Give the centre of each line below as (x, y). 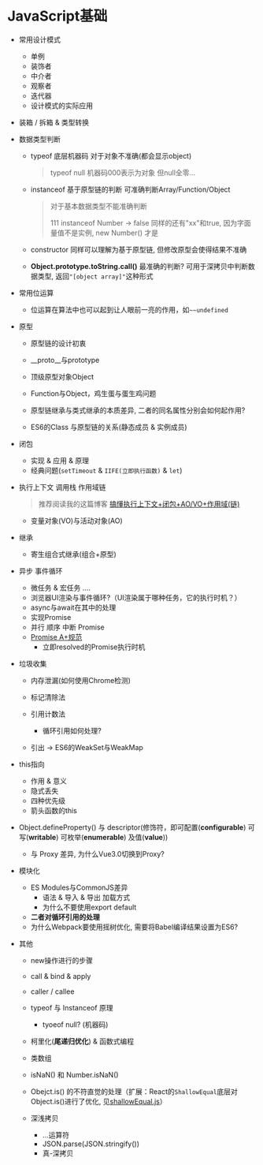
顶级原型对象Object (62, 376)
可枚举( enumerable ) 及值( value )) (114, 837)
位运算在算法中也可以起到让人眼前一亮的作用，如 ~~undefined (130, 309)
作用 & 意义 (49, 781)
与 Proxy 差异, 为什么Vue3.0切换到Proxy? (97, 853)
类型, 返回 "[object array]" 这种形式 (96, 276)
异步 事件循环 (41, 571)
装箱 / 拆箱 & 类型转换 (54, 122)
